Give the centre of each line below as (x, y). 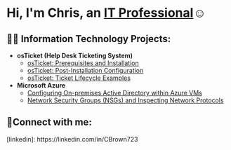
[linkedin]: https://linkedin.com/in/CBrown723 (72, 139)
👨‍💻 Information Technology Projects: (89, 39)
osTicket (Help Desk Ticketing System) (75, 55)
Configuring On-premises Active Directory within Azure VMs (115, 93)
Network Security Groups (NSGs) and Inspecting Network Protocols (125, 100)
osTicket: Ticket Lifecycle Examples (79, 78)
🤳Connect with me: (49, 122)
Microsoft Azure (41, 85)
